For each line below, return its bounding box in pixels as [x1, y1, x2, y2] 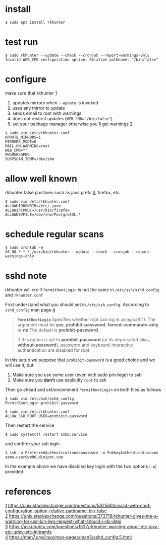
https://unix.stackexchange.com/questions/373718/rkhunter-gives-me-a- [9, 513, 159, 519]
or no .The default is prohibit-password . [17, 327, 100, 333]
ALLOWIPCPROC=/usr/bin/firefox [5, 208, 70, 213]
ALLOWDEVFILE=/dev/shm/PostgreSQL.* [5, 212, 81, 217]
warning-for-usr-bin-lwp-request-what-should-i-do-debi [5, 518, 121, 524]
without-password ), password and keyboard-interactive [17, 342, 133, 348]
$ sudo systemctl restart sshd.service [5, 432, 88, 437]
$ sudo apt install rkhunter [5, 20, 65, 25]
